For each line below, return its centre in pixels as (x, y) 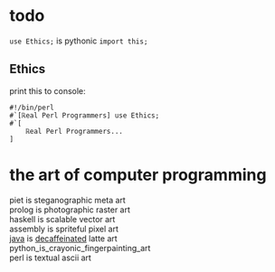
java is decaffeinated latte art (63, 238)
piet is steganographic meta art (68, 200)
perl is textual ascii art (51, 258)
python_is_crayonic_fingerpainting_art (80, 248)
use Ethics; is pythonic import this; (79, 41)
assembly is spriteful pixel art (64, 229)
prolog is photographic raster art (70, 210)
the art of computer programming (138, 175)
